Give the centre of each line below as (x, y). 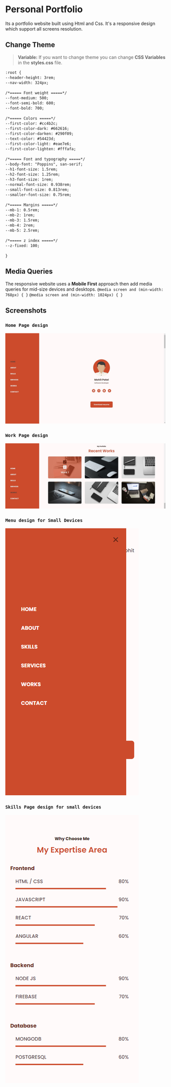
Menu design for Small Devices (44, 520)
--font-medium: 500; (27, 98)
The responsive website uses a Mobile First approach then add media (79, 284)
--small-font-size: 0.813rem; (37, 189)
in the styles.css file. (40, 63)
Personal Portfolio (44, 9)
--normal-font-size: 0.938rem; (38, 184)
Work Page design (27, 435)
